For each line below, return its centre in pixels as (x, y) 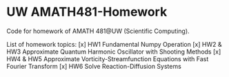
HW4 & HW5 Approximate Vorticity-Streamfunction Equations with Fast (108, 58)
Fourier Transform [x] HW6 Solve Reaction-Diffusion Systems (94, 66)
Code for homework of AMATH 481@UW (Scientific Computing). (98, 31)
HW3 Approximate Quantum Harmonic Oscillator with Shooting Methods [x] (114, 52)
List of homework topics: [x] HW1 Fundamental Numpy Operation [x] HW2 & (114, 44)
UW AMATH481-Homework (87, 12)
